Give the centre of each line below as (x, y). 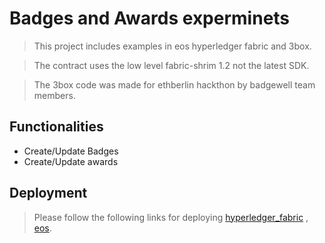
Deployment (48, 193)
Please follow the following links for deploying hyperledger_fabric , (171, 217)
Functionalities (56, 127)
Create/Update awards (71, 161)
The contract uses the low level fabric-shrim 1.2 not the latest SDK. (171, 65)
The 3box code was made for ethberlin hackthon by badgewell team (174, 84)
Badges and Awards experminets (150, 18)
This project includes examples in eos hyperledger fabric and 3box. (172, 46)
